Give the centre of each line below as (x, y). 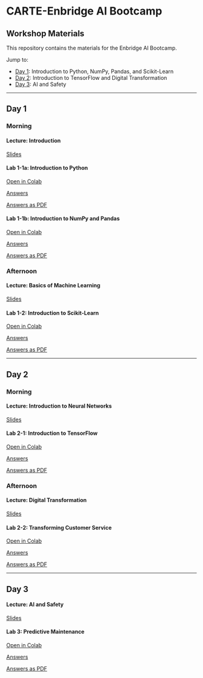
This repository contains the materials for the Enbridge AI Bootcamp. (92, 48)
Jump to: (17, 60)
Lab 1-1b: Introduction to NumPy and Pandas (63, 218)
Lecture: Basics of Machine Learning (53, 285)
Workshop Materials (45, 34)
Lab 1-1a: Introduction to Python (47, 168)
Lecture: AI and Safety (35, 605)
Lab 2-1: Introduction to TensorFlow (52, 433)
